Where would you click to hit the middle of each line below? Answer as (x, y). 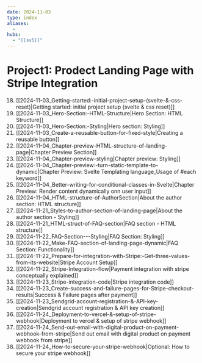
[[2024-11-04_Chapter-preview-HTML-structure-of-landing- (92, 146)
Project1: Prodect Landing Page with (100, 70)
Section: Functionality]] (45, 249)
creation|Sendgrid (38, 307)
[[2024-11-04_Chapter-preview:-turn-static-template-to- (87, 165)
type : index (22, 18)
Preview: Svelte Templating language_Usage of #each (128, 171)
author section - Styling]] (47, 217)
